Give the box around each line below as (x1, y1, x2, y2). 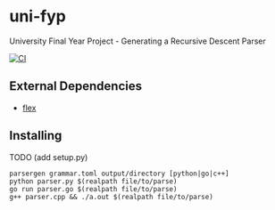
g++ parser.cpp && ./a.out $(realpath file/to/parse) (9, 192, 214, 201)
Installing (9, 128, 62, 143)
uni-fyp (9, 6, 67, 27)
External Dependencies (9, 78, 143, 94)
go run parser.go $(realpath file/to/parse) (9, 184, 178, 193)
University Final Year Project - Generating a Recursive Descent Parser (9, 36, 266, 46)
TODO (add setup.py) (9, 151, 88, 162)
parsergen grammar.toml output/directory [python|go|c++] (9, 169, 229, 178)
